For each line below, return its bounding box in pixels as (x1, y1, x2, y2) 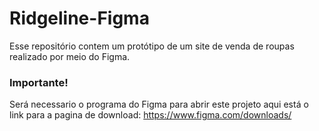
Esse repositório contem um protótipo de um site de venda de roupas (9, 40, 295, 52)
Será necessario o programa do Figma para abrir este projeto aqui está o (9, 98, 309, 111)
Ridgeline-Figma (9, 7, 150, 30)
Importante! (9, 75, 69, 89)
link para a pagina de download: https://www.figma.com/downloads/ (9, 109, 292, 121)
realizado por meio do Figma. (9, 50, 131, 62)
